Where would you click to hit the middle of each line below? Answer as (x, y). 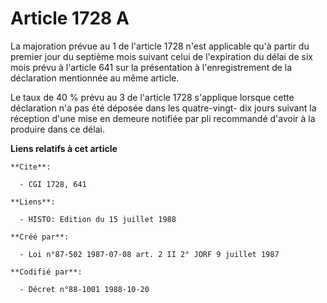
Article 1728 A (70, 18)
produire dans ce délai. (57, 129)
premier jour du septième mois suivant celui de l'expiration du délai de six (161, 56)
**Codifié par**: (46, 272)
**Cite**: (31, 167)
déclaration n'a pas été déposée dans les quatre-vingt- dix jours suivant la (163, 108)
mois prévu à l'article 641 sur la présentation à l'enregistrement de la (151, 67)
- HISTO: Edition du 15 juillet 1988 (98, 219)
